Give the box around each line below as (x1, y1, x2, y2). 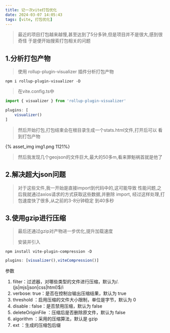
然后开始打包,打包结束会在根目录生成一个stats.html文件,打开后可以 (17, 127, 157, 133)
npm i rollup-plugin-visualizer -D (5, 79, 81, 84)
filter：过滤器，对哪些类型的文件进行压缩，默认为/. (12, 279, 119, 285)
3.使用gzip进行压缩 (5, 214, 66, 222)
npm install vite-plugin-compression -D (5, 249, 93, 254)
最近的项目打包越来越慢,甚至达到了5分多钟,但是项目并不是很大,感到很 (17, 32, 163, 38)
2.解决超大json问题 (5, 170, 66, 179)
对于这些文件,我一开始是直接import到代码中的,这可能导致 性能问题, (17, 185, 157, 191)
